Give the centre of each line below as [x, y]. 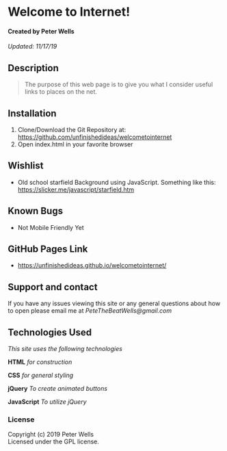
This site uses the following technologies [65, 349]
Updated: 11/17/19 [32, 47]
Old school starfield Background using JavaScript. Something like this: [117, 182]
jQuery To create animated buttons [58, 389]
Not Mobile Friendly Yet [51, 227]
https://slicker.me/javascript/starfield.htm [76, 190]
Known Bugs [36, 211]
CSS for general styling [41, 375]
